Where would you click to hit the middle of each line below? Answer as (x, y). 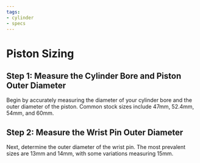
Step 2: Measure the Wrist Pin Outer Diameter (95, 132)
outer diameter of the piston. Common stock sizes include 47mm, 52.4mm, (100, 107)
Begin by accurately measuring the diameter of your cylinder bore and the (99, 100)
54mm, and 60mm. (30, 113)
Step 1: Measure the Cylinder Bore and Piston (94, 76)
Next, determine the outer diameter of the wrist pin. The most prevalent (96, 147)
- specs (16, 23)
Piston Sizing (40, 53)
